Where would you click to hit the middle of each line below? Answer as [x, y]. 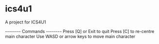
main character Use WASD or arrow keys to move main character [70, 36]
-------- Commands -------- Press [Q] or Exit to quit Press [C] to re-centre [80, 31]
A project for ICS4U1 [26, 22]
